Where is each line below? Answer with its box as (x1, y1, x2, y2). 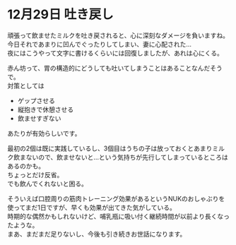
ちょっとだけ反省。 (7, 170, 64, 179)
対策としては (7, 81, 45, 90)
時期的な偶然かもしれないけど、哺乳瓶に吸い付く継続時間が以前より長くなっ (7, 212, 230, 220)
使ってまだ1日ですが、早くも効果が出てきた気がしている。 (7, 203, 177, 212)
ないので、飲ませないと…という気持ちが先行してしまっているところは (25, 153, 228, 161)
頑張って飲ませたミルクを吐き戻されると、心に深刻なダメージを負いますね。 (7, 31, 230, 40)
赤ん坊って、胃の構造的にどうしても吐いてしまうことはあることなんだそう (7, 64, 223, 72)
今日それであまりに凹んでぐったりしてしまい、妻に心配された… (7, 40, 192, 48)
